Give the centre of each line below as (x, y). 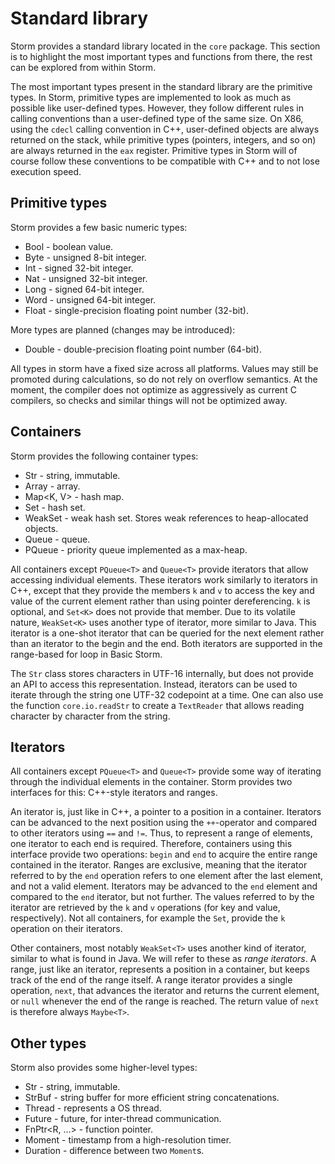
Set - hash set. (55, 507)
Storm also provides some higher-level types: (104, 1068)
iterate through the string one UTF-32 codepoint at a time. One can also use (167, 694)
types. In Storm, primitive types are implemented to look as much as (151, 97)
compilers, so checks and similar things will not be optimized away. (149, 400)
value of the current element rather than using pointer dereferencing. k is (160, 601)
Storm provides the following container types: (104, 456)
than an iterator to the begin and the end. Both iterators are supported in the (166, 643)
